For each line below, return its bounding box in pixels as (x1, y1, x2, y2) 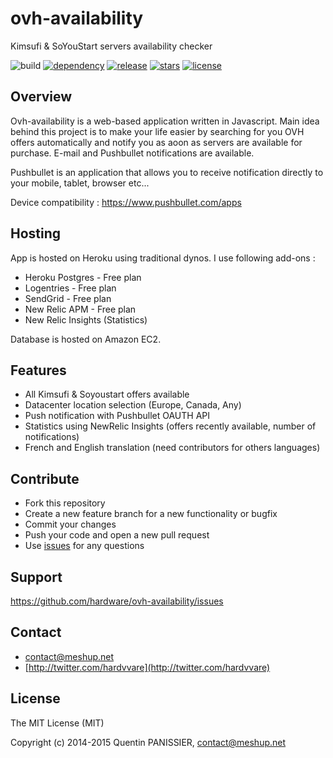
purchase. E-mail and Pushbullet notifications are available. (10, 147, 255, 159)
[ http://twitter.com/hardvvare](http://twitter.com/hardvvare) (24, 661, 271, 673)
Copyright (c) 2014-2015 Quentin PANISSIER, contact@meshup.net (10, 736, 287, 748)
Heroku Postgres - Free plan (24, 271, 142, 283)
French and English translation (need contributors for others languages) (24, 442, 321, 454)
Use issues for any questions (24, 540, 145, 552)
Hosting (10, 225, 62, 242)
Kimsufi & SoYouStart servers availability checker (10, 40, 213, 52)
